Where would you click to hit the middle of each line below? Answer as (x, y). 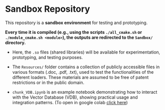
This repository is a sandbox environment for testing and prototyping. (76, 23)
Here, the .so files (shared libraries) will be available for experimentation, (86, 52)
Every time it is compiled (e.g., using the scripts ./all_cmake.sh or (74, 32)
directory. (16, 42)
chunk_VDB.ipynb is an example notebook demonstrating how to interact (85, 92)
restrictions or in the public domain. (48, 82)
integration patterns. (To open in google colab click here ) (70, 102)
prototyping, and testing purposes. (47, 57)
